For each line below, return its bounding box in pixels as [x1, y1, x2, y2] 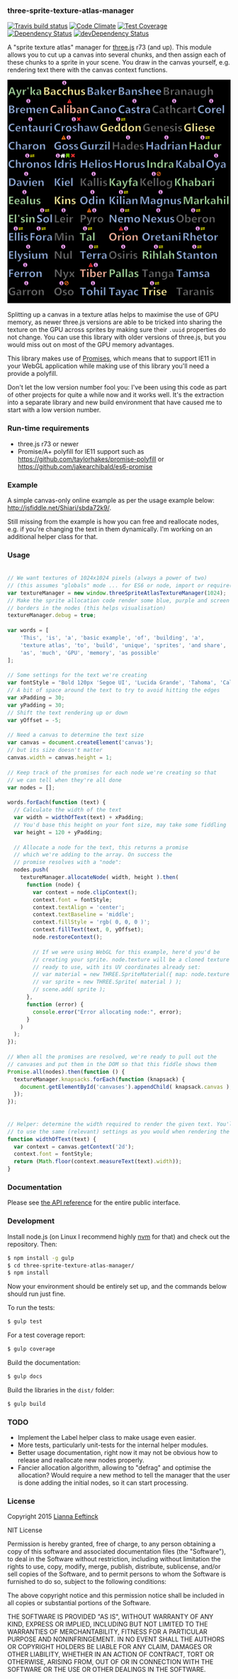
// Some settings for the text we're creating [7, 672, 147, 679]
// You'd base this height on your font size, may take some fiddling [13, 821, 227, 829]
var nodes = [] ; [7, 784, 55, 791]
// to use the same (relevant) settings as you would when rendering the [7, 1128, 230, 1135]
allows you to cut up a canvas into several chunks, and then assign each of [7, 50, 227, 59]
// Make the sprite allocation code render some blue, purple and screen [7, 597, 230, 604]
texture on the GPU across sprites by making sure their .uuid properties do [7, 326, 227, 334]
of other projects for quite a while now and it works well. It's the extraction [7, 391, 225, 399]
